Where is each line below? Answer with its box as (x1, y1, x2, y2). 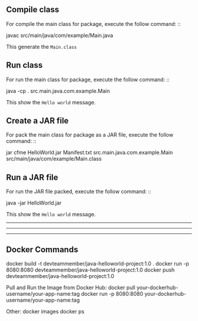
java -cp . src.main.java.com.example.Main (6, 87, 110, 94)
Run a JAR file (6, 172, 58, 182)
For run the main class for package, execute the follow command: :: (6, 76, 170, 83)
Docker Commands (6, 244, 78, 254)
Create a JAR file (6, 116, 69, 126)
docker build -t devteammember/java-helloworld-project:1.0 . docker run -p (6, 260, 190, 267)
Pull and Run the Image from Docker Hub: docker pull (6, 284, 136, 291)
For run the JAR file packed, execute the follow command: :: (6, 188, 151, 195)
